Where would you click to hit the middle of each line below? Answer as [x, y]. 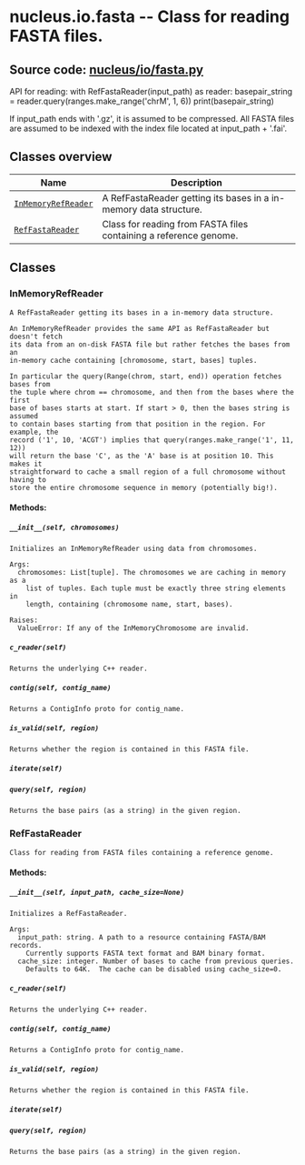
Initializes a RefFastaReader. [69, 914]
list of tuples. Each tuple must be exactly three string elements [156, 588]
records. [26, 946]
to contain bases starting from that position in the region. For [138, 424]
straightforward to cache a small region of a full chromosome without [148, 472]
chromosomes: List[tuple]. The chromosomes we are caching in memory [152, 573]
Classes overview [61, 157]
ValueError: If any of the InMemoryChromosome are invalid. [133, 628]
